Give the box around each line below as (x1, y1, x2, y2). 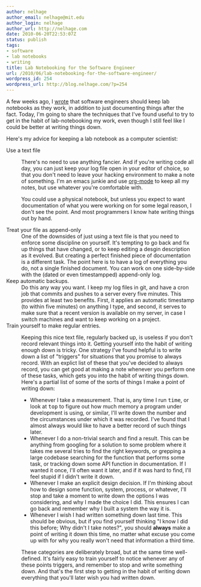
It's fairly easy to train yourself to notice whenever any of (43, 555, 185, 562)
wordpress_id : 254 (6, 76, 52, 82)
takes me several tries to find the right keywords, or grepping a (29, 448, 186, 454)
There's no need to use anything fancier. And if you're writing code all (21, 159, 194, 165)
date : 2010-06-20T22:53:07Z (6, 31, 77, 37)
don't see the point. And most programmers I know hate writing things (21, 208, 195, 215)
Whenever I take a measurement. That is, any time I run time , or (29, 397, 189, 403)
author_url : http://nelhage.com (6, 25, 87, 32)
